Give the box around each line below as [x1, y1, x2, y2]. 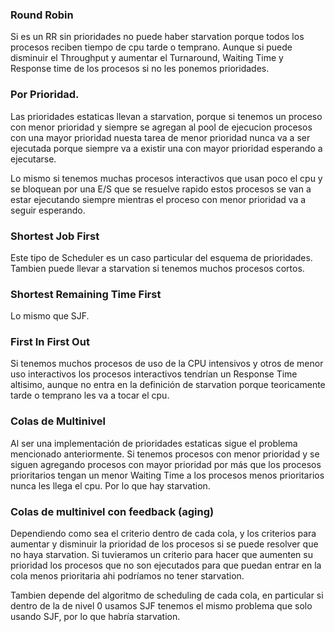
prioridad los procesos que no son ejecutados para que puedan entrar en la [10, 559, 322, 572]
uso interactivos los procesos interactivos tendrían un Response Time [10, 368, 298, 380]
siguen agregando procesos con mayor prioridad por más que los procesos [10, 458, 322, 470]
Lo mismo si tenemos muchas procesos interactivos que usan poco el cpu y [10, 172, 323, 184]
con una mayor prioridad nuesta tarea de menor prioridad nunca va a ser [10, 131, 311, 143]
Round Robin [10, 8, 74, 22]
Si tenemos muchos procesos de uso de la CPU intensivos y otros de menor [10, 358, 324, 370]
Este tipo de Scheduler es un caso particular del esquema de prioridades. [10, 251, 313, 263]
